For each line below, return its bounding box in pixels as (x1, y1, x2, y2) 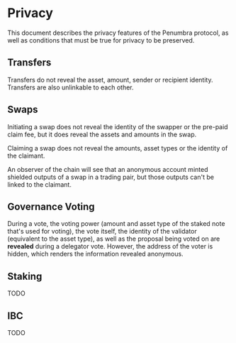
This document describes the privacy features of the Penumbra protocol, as (7, 28, 229, 37)
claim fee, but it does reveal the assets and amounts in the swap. (7, 130, 197, 138)
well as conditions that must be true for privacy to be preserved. (7, 36, 195, 44)
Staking (7, 270, 43, 282)
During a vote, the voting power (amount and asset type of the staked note (7, 219, 225, 228)
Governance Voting (7, 200, 95, 212)
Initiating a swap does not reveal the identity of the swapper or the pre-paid (7, 122, 228, 131)
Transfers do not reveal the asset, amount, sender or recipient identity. (7, 75, 213, 84)
